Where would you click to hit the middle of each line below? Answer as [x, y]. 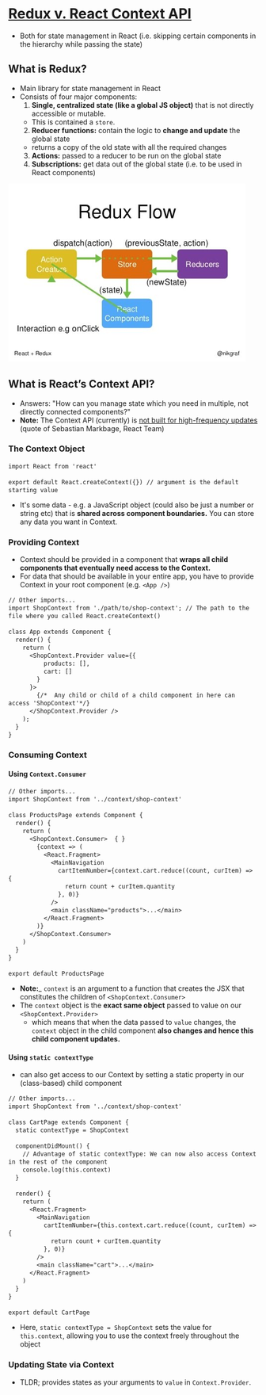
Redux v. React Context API [100, 14]
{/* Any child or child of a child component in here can [136, 696]
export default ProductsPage [56, 974]
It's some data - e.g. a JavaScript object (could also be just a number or [137, 505]
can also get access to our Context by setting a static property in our [132, 1075]
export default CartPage [49, 1313]
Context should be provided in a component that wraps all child [123, 560]
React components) [64, 172]
